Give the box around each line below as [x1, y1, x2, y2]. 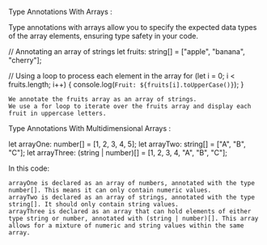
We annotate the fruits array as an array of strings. [8, 95, 197, 103]
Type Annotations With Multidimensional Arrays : [8, 124, 172, 133]
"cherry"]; [8, 56, 42, 65]
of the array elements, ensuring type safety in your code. [8, 32, 198, 40]
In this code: [8, 163, 50, 173]
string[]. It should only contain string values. [8, 201, 180, 209]
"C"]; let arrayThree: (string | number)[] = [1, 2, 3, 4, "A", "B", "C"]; [8, 148, 228, 157]
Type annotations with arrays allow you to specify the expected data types [8, 23, 257, 32]
